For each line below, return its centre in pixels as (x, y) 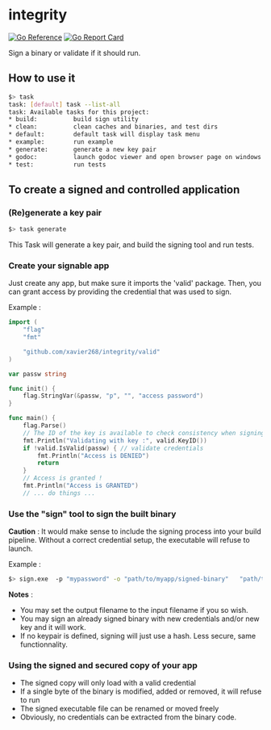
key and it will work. (53, 627)
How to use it (42, 78)
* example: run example (61, 142)
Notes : (21, 594)
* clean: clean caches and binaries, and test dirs (113, 127)
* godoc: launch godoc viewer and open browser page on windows (135, 157)
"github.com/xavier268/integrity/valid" (92, 352)
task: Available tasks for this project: (79, 112)
